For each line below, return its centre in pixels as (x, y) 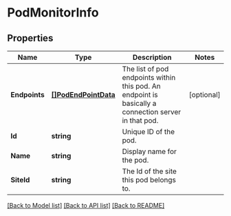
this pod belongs (149, 180)
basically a (139, 103)
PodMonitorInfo (53, 13)
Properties (30, 38)
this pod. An (141, 86)
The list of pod (145, 69)
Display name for (150, 151)
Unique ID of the (148, 132)
